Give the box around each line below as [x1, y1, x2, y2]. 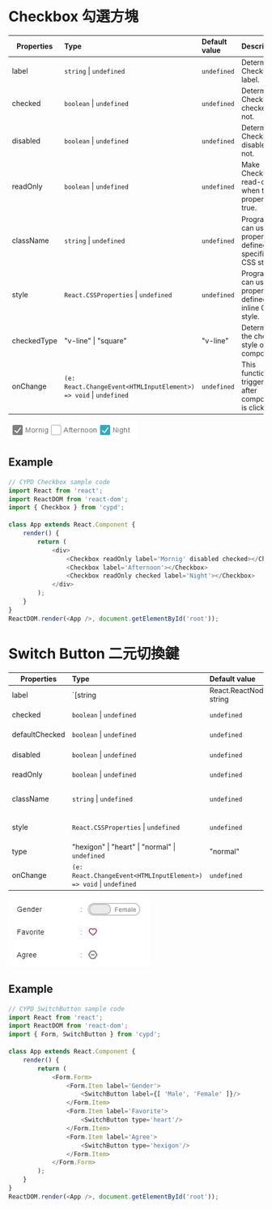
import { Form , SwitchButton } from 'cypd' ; [8, 1030, 161, 1039]
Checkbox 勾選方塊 [8, 7, 139, 26]
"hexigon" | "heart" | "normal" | [71, 842, 176, 852]
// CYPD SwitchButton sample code [8, 1005, 125, 1013]
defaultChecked [11, 730, 66, 739]
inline [241, 303, 260, 313]
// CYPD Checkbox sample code [8, 478, 111, 486]
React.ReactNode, [209, 686, 270, 696]
